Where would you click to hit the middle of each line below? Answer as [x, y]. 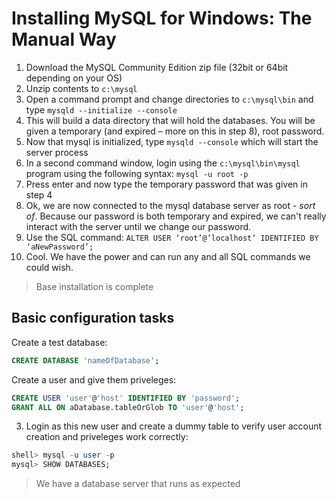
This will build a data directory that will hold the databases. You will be [170, 120]
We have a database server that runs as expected [138, 484]
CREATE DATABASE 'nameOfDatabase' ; [85, 360]
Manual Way [64, 39]
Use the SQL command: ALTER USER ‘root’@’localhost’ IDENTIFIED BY [172, 237]
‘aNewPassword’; [59, 247]
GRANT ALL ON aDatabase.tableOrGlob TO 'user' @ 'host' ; [128, 407]
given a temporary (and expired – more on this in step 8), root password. [175, 131]
